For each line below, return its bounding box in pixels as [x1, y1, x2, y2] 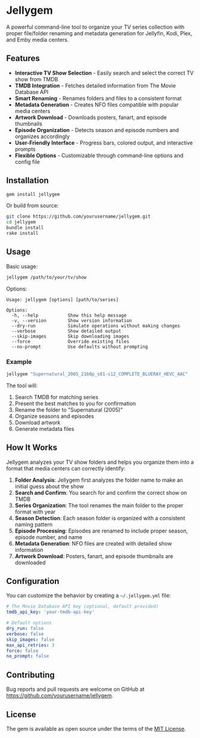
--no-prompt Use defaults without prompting [11, 344, 148, 350]
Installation [6, 176, 49, 186]
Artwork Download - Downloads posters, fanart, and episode [14, 114, 167, 121]
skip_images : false [6, 636, 55, 642]
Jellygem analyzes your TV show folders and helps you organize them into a [6, 458, 194, 466]
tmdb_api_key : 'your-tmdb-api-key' [6, 609, 95, 615]
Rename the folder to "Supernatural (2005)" [14, 406, 124, 413]
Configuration [6, 576, 60, 586]
